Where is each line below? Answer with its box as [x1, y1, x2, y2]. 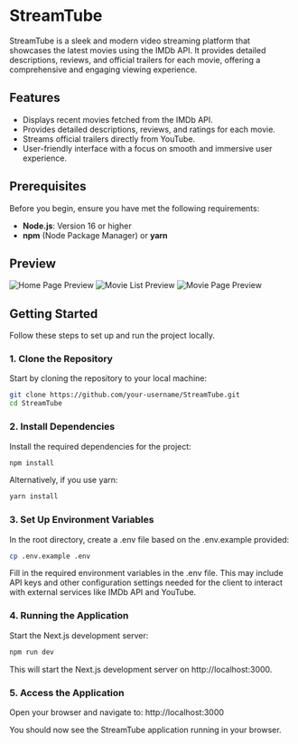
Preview [9, 256, 57, 271]
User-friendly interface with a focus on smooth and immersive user [22, 143, 273, 153]
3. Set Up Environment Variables [9, 514, 154, 526]
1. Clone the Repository [9, 353, 113, 366]
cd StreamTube [9, 399, 63, 408]
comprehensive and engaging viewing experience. [9, 64, 198, 75]
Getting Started [9, 306, 98, 321]
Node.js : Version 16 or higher [22, 220, 133, 231]
